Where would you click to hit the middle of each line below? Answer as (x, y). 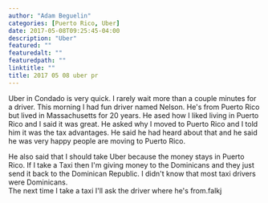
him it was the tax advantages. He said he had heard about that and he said (133, 132)
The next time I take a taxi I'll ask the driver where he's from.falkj (115, 190)
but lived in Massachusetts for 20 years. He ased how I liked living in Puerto (134, 115)
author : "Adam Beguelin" (50, 16)
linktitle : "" (32, 68)
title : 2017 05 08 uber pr (53, 75)
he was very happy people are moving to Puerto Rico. (97, 140)
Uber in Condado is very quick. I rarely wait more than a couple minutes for (132, 98)
